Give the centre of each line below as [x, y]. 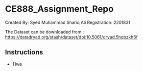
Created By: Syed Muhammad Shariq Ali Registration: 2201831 [68, 22]
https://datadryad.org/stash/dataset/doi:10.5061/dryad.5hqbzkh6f [71, 37]
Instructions [24, 52]
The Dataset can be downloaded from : [45, 32]
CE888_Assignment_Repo [60, 9]
